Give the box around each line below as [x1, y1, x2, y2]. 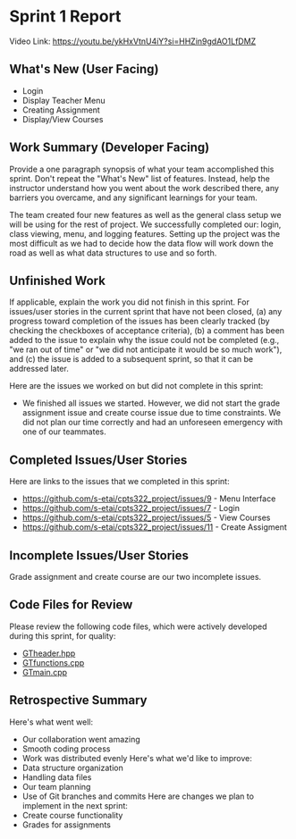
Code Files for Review [9, 597, 133, 613]
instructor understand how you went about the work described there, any [9, 182, 280, 193]
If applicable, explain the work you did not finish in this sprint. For [9, 297, 250, 307]
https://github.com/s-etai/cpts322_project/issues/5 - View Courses [21, 512, 271, 524]
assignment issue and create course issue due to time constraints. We [21, 407, 282, 418]
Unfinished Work [9, 273, 106, 288]
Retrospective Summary [9, 692, 148, 708]
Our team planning [21, 781, 91, 792]
